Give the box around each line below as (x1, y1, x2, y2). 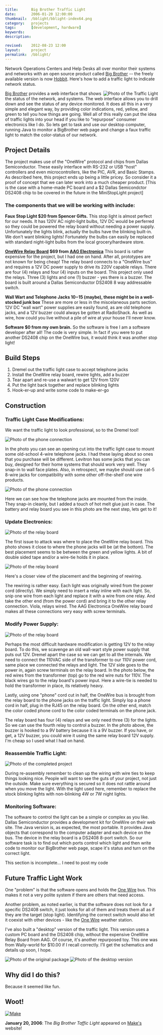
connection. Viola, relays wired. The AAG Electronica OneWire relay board (5, 603, 153, 609)
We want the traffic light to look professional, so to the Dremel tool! (5, 427, 139, 433)
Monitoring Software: (5, 803, 57, 810)
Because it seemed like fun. (5, 983, 61, 989)
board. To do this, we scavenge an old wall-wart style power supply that (5, 646, 149, 652)
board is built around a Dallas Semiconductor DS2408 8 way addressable (5, 279, 152, 285)
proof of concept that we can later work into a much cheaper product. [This (5, 180, 156, 185)
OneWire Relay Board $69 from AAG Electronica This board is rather (5, 248, 144, 254)
